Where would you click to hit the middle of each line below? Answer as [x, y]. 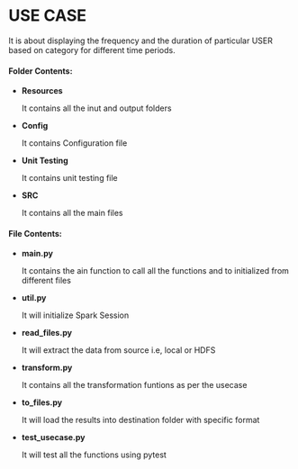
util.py [34, 298]
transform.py [47, 368]
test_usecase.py [54, 437]
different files [46, 281]
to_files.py [42, 402]
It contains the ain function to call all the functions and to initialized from [155, 271]
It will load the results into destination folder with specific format [140, 420]
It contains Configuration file [74, 143]
